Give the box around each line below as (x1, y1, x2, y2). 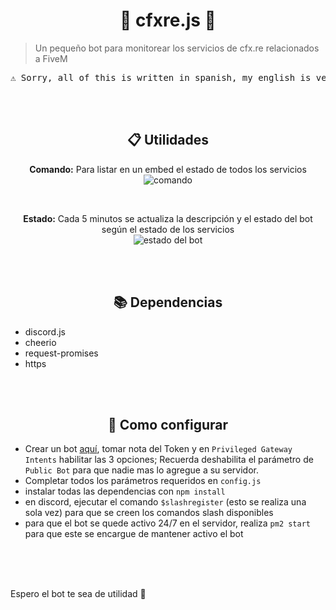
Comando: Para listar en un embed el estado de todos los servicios (29, 163, 307, 175)
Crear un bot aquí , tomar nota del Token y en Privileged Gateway (24, 443, 293, 455)
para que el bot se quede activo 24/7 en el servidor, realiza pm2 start (24, 517, 312, 529)
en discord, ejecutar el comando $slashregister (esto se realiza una (24, 496, 307, 508)
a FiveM (34, 52, 68, 64)
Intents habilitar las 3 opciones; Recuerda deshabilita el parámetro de (24, 454, 314, 466)
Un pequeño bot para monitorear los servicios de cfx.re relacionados (34, 42, 320, 54)
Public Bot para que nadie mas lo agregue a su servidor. (24, 464, 259, 476)
